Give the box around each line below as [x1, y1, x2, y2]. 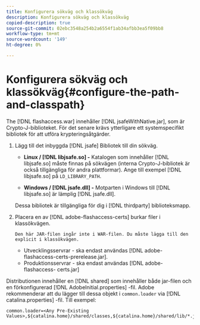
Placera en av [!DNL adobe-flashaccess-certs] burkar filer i [14, 213, 161, 220]
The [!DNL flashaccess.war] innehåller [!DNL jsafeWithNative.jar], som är [6, 117, 185, 125]
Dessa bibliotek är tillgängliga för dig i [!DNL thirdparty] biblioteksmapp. [14, 202, 191, 209]
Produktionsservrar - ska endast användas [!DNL [23, 260, 144, 267]
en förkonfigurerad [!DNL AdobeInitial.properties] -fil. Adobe [6, 283, 155, 290]
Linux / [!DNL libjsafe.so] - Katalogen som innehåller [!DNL [23, 153, 170, 161]
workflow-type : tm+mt [6, 31, 60, 37]
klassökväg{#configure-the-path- [6, 86, 180, 99]
